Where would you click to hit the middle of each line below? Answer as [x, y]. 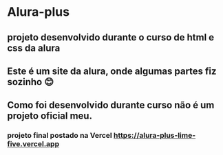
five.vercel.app [33, 144]
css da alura [34, 48]
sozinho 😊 [30, 82]
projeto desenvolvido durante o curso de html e [111, 37]
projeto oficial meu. [50, 116]
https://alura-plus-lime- [155, 136]
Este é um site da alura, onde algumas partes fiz [112, 71]
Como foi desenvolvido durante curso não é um [111, 105]
